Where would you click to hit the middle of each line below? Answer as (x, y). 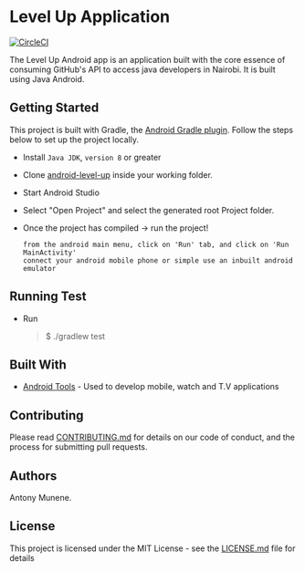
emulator (39, 268)
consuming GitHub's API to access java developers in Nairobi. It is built (142, 69)
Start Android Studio (61, 192)
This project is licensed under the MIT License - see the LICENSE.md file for (152, 548)
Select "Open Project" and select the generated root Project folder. (148, 210)
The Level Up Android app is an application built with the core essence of (147, 59)
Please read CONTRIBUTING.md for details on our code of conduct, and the (152, 437)
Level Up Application (90, 17)
